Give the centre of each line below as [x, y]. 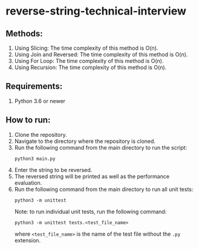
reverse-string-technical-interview [96, 11]
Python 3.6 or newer [40, 101]
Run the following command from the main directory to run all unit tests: [104, 189]
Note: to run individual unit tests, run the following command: [90, 211]
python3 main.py [35, 159]
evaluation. [28, 182]
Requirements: [34, 86]
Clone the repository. [41, 134]
